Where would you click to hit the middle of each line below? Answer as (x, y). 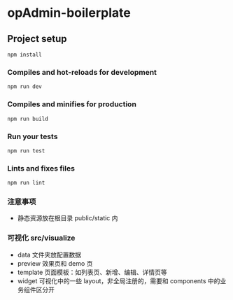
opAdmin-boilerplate (69, 13)
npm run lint (26, 183)
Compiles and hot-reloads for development (82, 72)
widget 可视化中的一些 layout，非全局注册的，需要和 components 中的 (119, 280)
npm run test (26, 151)
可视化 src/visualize (41, 238)
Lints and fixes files (41, 168)
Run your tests (33, 136)
